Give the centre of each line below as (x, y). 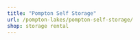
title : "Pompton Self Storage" (52, 13)
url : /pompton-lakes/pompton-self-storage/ (70, 20)
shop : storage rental (38, 26)
